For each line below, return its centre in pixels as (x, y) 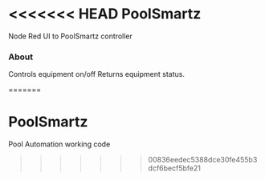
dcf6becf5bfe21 (174, 168)
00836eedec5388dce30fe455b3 (203, 160)
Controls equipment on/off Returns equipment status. (96, 74)
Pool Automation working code (59, 144)
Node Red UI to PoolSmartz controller (70, 36)
